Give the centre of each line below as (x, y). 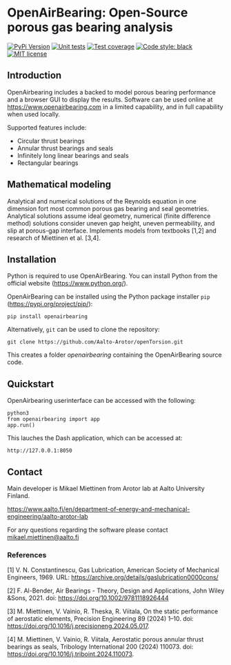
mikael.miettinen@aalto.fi (43, 537)
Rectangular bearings (48, 163)
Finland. (19, 496)
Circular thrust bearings (51, 141)
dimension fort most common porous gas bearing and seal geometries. (108, 208)
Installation (32, 259)
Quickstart (31, 384)
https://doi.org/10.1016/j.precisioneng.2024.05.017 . (79, 626)
